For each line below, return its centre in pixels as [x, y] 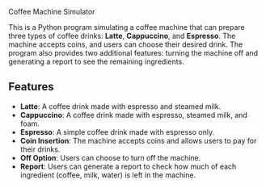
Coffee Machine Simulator [52, 12]
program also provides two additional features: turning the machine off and [133, 53]
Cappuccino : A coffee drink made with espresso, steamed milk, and [134, 115]
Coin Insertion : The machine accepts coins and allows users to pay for [138, 140]
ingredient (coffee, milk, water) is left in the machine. [108, 175]
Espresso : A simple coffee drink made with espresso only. [117, 132]
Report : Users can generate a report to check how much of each [128, 166]
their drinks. [40, 149]
